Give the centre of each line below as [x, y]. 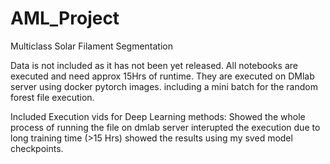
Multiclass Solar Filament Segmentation [91, 46]
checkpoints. [37, 148]
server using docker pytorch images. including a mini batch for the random [164, 86]
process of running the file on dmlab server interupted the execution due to [165, 127]
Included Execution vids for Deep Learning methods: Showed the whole [158, 116]
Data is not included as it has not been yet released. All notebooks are [154, 65]
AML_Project [65, 18]
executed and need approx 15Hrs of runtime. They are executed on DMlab [162, 76]
